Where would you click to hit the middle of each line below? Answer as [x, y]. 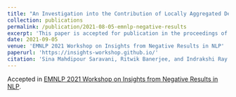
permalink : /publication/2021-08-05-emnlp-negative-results [97, 27]
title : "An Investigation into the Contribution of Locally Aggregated [114, 14]
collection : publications [45, 20]
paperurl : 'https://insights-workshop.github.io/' [83, 53]
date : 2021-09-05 [33, 40]
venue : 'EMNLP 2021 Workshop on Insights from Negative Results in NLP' [116, 46]
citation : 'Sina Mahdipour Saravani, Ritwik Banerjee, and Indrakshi [111, 59]
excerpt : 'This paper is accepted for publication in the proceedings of [118, 33]
